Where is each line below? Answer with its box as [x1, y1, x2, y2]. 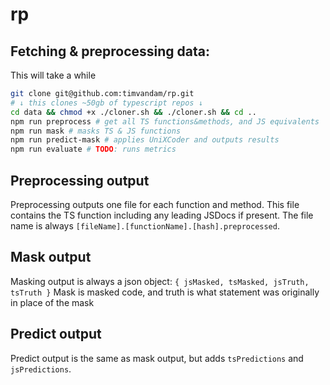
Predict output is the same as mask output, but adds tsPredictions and [10, 352, 304, 364]
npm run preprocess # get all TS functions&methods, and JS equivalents [10, 116, 320, 127]
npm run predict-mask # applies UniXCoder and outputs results [10, 135, 280, 145]
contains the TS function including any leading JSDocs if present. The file [10, 209, 314, 221]
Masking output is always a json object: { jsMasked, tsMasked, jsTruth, [10, 275, 310, 287]
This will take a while [10, 69, 97, 81]
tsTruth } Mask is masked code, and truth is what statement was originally [10, 286, 320, 298]
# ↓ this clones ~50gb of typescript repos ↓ [10, 98, 203, 108]
